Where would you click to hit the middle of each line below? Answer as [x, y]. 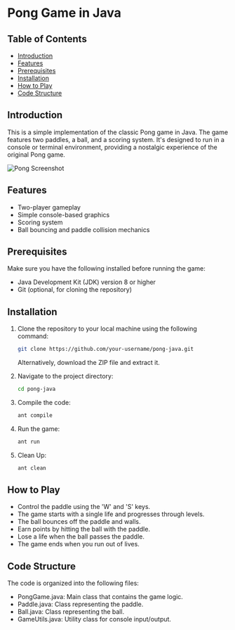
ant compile [35, 416]
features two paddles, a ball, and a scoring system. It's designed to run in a [116, 139]
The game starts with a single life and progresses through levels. [111, 514]
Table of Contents [47, 39]
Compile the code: [44, 403]
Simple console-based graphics [63, 214]
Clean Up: [32, 455]
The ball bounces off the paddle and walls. [79, 522]
